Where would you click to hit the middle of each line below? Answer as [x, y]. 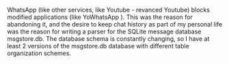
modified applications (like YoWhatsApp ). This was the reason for [100, 17]
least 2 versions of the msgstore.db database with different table [98, 46]
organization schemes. [39, 53]
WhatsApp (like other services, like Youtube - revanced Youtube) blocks [109, 10]
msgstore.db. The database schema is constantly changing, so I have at [108, 39]
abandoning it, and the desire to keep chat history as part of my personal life [115, 24]
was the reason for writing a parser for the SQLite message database [104, 31]
